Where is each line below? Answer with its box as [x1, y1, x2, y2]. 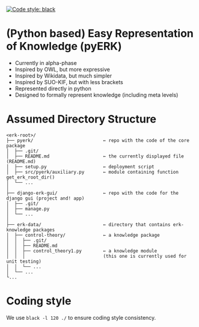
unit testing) [6, 258, 42, 264]
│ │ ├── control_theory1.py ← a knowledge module [6, 248, 158, 254]
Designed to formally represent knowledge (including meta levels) [14, 91, 179, 99]
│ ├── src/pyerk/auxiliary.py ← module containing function [6, 169, 179, 175]
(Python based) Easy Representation [6, 27, 194, 40]
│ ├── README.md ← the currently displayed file [6, 153, 185, 159]
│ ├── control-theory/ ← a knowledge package [6, 232, 161, 238]
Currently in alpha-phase [14, 59, 77, 66]
